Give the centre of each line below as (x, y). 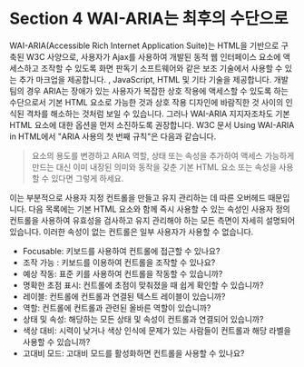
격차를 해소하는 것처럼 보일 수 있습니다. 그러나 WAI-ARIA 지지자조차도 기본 (158, 114)
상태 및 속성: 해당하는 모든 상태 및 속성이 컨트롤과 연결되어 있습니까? (143, 319)
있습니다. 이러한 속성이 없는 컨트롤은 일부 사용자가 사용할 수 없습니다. (132, 232)
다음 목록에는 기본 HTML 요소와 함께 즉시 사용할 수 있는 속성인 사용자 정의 (159, 209)
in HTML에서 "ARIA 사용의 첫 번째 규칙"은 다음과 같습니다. (113, 136)
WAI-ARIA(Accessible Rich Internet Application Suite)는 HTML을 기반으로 (144, 45)
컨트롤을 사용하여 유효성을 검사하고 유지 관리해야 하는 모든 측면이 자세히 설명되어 (152, 220)
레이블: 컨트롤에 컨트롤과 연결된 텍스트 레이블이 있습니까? (124, 296)
